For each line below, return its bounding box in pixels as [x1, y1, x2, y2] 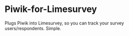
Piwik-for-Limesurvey [4, 3, 97, 15]
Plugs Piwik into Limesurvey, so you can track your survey [4, 20, 124, 26]
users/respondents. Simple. [4, 25, 61, 31]
